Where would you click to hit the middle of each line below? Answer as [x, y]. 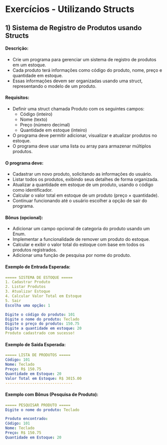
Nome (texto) [34, 119]
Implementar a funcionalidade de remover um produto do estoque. [81, 239]
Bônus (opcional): [24, 217]
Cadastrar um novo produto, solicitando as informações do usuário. [82, 174]
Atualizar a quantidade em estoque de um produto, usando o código [83, 185]
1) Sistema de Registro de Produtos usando [73, 28]
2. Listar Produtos [26, 287]
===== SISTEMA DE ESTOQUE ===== [39, 277]
